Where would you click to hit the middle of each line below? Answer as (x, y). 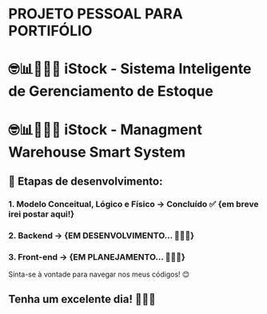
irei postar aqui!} (41, 214)
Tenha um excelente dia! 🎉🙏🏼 (82, 299)
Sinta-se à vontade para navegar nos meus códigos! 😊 (99, 274)
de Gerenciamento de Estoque (111, 91)
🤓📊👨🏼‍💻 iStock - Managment (105, 129)
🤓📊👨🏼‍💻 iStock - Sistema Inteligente (130, 69)
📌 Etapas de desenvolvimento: (86, 181)
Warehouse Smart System (97, 152)
